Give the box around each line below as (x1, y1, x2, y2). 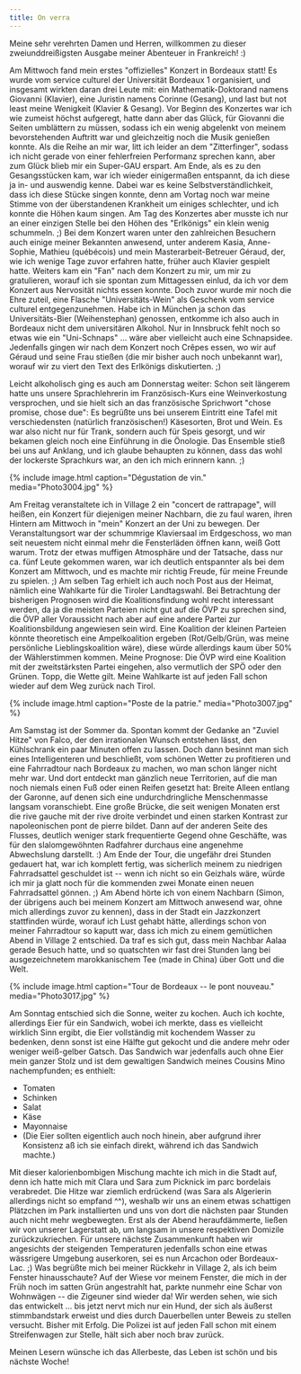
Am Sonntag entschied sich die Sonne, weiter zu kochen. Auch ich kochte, (9, 1007, 285, 1018)
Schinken (22, 1092, 58, 1103)
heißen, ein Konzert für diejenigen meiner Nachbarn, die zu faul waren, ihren (9, 509, 293, 519)
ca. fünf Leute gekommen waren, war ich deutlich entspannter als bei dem (9, 556, 285, 567)
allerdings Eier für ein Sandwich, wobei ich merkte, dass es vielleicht (9, 1017, 263, 1028)
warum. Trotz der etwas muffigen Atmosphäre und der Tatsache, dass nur (9, 546, 284, 557)
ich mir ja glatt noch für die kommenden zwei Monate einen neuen (9, 877, 254, 888)
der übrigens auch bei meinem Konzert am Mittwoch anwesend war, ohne (9, 896, 283, 908)
